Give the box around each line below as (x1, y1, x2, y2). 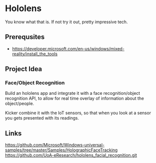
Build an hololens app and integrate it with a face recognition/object (5, 90, 140, 96)
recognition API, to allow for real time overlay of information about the (5, 95, 144, 102)
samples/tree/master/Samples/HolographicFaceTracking (5, 147, 118, 153)
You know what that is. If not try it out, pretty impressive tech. (5, 19, 128, 25)
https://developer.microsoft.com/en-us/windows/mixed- (12, 45, 125, 51)
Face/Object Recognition (5, 79, 65, 86)
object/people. (5, 101, 34, 106)
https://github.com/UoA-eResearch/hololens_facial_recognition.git (5, 152, 137, 158)
